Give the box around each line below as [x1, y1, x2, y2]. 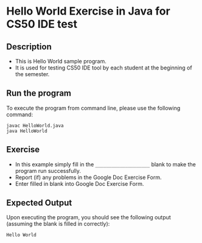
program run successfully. [15, 167, 81, 174]
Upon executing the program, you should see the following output [6, 214, 172, 221]
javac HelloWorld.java [6, 122, 64, 129]
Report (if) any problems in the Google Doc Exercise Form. [15, 174, 162, 181]
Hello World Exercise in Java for [6, 4, 170, 18]
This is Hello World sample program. [15, 58, 106, 65]
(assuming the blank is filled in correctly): [6, 220, 110, 228]
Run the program [6, 88, 72, 99]
